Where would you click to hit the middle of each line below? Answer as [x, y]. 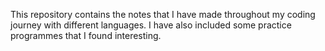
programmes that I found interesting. [86, 35]
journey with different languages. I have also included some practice [151, 25]
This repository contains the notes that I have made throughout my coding [163, 14]
